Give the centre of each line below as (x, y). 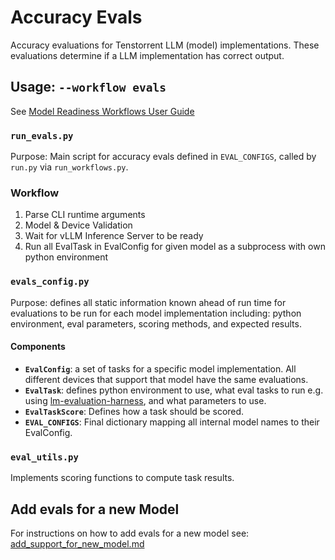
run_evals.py (42, 135)
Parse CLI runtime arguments (85, 215)
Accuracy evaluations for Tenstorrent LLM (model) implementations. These (165, 45)
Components (38, 347)
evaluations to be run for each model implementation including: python (156, 313)
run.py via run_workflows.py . (69, 167)
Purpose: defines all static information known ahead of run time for (148, 302)
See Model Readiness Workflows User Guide (102, 111)
